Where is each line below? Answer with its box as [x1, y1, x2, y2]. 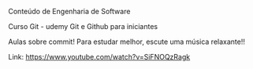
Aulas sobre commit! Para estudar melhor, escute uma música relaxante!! [8, 37, 246, 46]
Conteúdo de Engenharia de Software [8, 7, 131, 16]
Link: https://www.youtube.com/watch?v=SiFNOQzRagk [8, 53, 191, 61]
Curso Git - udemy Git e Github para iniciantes [8, 22, 158, 31]
